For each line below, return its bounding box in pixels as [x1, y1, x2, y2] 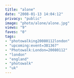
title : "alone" [5, 7, 36, 12]
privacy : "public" [5, 16, 42, 21]
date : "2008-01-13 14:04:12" [5, 12, 63, 16]
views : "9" [5, 25, 27, 30]
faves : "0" [5, 30, 27, 34]
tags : [5, 34, 16, 39]
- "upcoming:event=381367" [5, 43, 59, 48]
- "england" [5, 57, 29, 62]
